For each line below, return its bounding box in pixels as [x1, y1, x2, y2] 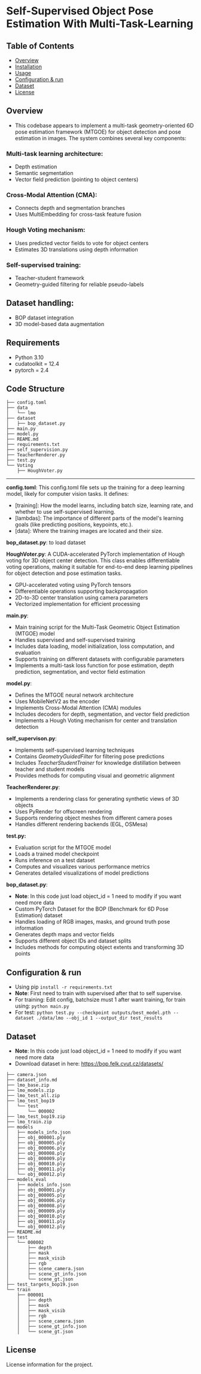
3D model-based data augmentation [14, 320, 105, 327]
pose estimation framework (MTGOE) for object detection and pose [14, 128, 181, 135]
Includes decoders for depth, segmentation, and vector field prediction [14, 710, 190, 718]
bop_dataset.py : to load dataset [6, 539, 86, 546]
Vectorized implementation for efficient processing [14, 601, 141, 608]
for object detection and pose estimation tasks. [6, 570, 123, 577]
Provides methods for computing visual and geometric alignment [14, 772, 175, 779]
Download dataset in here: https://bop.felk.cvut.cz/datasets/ [14, 1060, 163, 1068]
